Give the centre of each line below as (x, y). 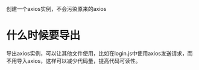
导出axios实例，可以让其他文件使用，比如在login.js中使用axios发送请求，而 (99, 53)
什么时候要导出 (43, 36)
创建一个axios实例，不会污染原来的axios (56, 9)
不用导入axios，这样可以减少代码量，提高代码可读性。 (74, 61)
